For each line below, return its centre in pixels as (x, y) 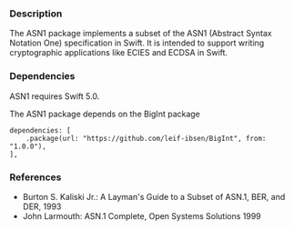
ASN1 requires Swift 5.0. (55, 96)
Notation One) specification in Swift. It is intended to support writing (137, 43)
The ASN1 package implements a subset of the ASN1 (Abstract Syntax (141, 34)
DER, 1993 (42, 206)
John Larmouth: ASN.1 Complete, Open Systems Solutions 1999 (142, 215)
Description (36, 14)
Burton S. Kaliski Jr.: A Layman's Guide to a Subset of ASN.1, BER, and (154, 196)
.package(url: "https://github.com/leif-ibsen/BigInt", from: (146, 138)
